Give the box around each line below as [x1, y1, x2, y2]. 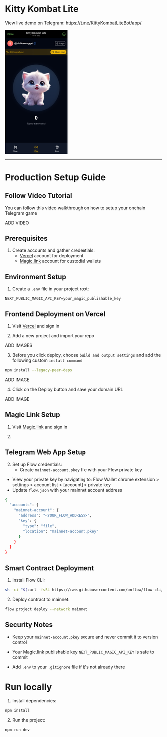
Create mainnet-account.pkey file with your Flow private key [19, 466, 142, 473]
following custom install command [12, 357, 83, 363]
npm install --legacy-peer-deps [5, 368, 72, 373]
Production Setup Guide [5, 171, 106, 183]
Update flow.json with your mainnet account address [12, 487, 123, 493]
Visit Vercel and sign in [12, 323, 60, 329]
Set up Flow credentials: [12, 461, 62, 467]
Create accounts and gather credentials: [12, 247, 95, 253]
